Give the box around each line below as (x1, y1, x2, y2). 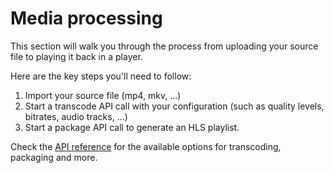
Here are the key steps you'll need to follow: (10, 70, 192, 82)
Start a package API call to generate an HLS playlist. (24, 121, 240, 133)
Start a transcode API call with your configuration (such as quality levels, (24, 100, 325, 112)
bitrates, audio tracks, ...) (24, 110, 128, 122)
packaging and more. (10, 151, 98, 163)
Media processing (10, 7, 163, 30)
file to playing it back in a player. (10, 50, 143, 62)
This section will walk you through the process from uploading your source (10, 40, 319, 52)
